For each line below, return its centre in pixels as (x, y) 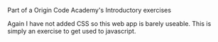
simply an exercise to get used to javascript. (72, 31)
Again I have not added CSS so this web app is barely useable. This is (109, 23)
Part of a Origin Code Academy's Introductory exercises (89, 10)
